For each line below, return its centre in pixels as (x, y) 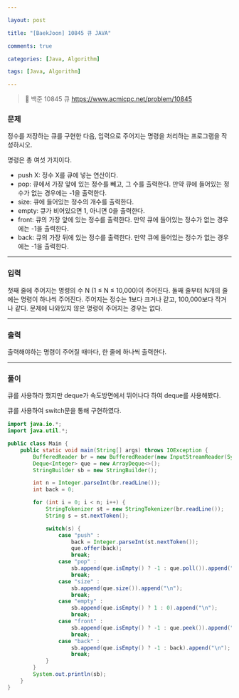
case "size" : (79, 581)
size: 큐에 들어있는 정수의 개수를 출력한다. (76, 202)
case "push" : (79, 535)
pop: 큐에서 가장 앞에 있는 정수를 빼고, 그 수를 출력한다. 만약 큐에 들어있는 (120, 184)
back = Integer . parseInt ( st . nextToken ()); (135, 542)
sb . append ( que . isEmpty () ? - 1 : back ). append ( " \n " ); (151, 648)
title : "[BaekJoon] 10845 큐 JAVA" (59, 33)
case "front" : (80, 621)
